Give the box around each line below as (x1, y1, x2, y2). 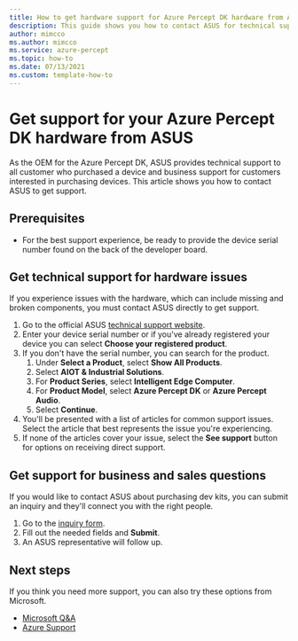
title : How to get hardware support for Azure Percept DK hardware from (9, 12, 284, 22)
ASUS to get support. (9, 185, 87, 196)
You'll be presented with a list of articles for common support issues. (21, 414, 274, 425)
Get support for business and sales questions (9, 467, 266, 483)
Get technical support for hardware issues (9, 270, 248, 285)
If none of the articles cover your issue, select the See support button (21, 433, 278, 443)
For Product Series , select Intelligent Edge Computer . (35, 376, 235, 387)
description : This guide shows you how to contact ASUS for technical (9, 21, 276, 30)
